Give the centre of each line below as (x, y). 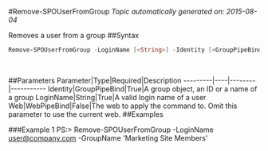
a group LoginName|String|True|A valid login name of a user (107, 97)
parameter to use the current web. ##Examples (86, 114)
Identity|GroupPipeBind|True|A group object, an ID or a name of (152, 89)
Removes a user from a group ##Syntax (74, 35)
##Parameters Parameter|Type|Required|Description (95, 80)
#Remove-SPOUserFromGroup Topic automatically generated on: (116, 12)
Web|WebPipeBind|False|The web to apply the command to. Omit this (123, 106)
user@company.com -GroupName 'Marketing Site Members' (108, 137)
